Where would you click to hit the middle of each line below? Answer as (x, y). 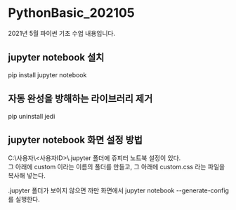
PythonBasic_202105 (72, 13)
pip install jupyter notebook (47, 74)
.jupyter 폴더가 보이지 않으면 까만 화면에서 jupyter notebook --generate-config (118, 190)
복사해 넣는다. (27, 176)
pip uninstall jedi (32, 116)
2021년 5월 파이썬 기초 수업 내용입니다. (61, 33)
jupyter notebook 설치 (56, 58)
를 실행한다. (24, 199)
